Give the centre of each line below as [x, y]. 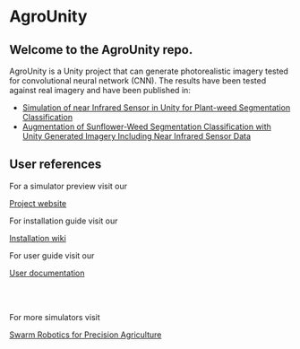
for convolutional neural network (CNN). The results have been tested [138, 81]
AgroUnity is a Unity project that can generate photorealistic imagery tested [149, 71]
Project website [38, 203]
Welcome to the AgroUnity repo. [101, 50]
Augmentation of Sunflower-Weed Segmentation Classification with [146, 127]
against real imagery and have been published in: [100, 90]
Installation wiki [38, 238]
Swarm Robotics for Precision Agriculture [86, 335]
